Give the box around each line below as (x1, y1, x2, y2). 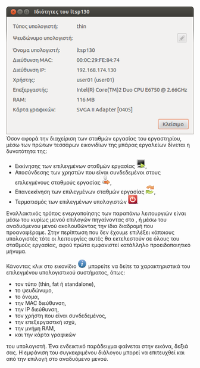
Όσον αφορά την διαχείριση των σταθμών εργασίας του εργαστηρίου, (6, 135, 182, 142)
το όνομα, (14, 293, 40, 300)
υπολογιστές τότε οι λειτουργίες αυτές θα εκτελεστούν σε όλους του (6, 235, 180, 242)
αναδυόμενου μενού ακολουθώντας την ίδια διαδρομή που (6, 222, 154, 229)
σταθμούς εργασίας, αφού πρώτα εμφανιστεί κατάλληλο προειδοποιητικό (6, 241, 191, 248)
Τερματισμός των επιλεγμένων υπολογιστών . (14, 198, 139, 205)
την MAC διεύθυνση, (14, 299, 67, 307)
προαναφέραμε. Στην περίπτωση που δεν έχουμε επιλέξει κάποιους (6, 229, 175, 236)
